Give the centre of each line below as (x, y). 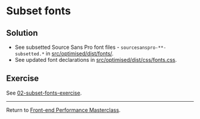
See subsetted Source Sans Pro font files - (67, 47)
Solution (22, 33)
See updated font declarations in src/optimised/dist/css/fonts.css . (96, 60)
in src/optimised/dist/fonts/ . (80, 54)
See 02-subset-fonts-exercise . (44, 93)
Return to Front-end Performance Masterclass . (63, 110)
